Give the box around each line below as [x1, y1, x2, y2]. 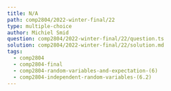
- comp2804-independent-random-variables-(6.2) [13, 73, 152, 81]
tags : [7, 49, 23, 55]
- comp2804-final [13, 61, 63, 68]
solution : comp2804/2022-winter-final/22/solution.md [7, 42, 165, 49]
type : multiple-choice [7, 23, 72, 29]
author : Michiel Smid [7, 29, 69, 36]
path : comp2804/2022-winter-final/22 [7, 16, 115, 23]
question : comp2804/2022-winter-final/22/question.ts [7, 36, 165, 42]
